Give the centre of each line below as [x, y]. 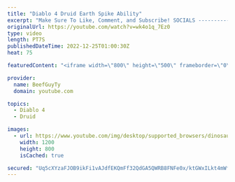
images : [19, 129]
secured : [20, 168]
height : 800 [37, 149]
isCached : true [42, 155]
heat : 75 [20, 53]
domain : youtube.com [43, 91]
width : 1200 [37, 142]
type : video [24, 33]
